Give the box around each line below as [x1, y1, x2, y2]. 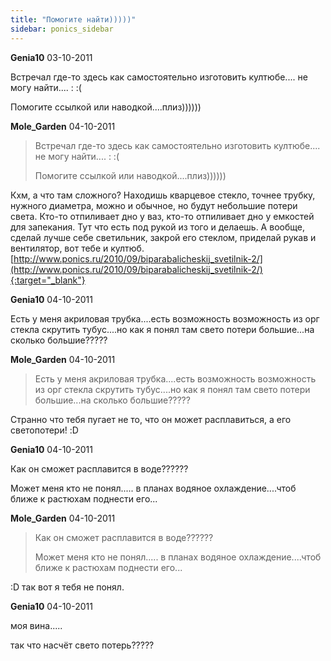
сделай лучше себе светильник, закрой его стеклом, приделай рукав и [10, 231, 317, 243]
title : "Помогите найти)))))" [10, 14, 137, 25]
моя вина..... [10, 619, 63, 631]
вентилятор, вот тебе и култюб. [10, 242, 145, 254]
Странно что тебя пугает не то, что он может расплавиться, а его [10, 413, 292, 425]
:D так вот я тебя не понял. [10, 581, 125, 593]
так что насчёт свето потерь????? [10, 639, 155, 651]
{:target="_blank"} [10, 274, 86, 286]
